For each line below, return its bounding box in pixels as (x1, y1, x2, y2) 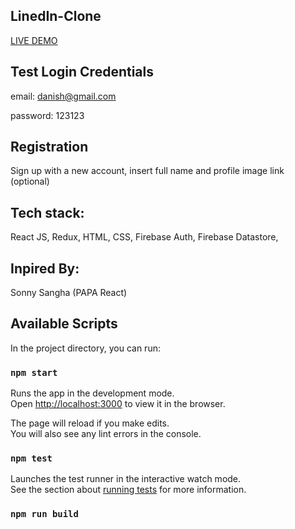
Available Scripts (10, 315, 118, 333)
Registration (10, 139, 89, 156)
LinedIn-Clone (10, 8, 102, 25)
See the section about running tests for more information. (10, 484, 247, 496)
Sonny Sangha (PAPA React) (10, 287, 128, 299)
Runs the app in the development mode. (10, 387, 175, 399)
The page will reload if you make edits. (10, 417, 170, 429)
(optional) (10, 175, 50, 188)
